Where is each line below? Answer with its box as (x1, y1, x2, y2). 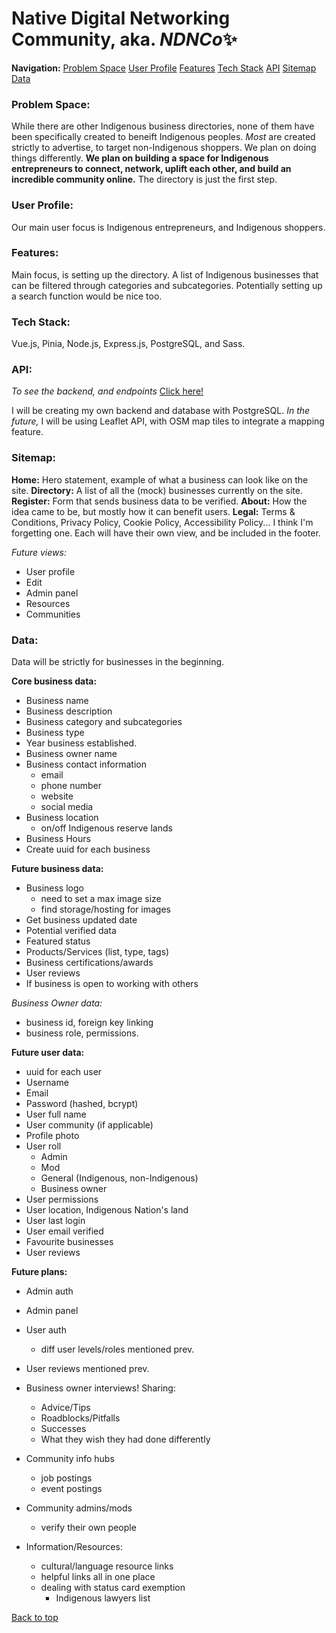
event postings (40, 1483, 103, 1495)
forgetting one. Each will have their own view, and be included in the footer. (11, 527, 321, 539)
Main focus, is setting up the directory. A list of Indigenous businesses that (11, 268, 319, 281)
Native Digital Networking (11, 7, 231, 30)
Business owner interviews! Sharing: (25, 1382, 176, 1394)
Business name (25, 695, 89, 707)
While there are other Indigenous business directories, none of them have (11, 120, 315, 132)
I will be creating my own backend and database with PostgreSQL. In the (11, 405, 311, 417)
